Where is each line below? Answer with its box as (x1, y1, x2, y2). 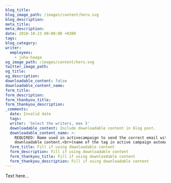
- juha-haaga (14, 54, 42, 60)
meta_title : (5, 21, 31, 27)
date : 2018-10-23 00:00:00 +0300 (5, 31, 76, 36)
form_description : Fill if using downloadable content (10, 149, 129, 155)
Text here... (5, 172, 29, 178)
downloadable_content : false (5, 78, 67, 83)
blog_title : (5, 7, 31, 13)
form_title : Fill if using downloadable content (10, 144, 115, 150)
